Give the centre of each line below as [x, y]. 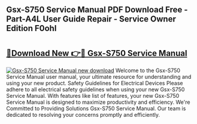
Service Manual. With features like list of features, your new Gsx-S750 [93, 96]
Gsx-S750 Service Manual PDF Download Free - [97, 10]
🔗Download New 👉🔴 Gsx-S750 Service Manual [97, 53]
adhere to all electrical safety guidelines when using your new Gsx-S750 [96, 89]
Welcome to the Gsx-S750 [148, 70]
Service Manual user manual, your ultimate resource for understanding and [99, 77]
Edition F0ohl [31, 28]
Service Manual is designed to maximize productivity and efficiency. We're [98, 102]
